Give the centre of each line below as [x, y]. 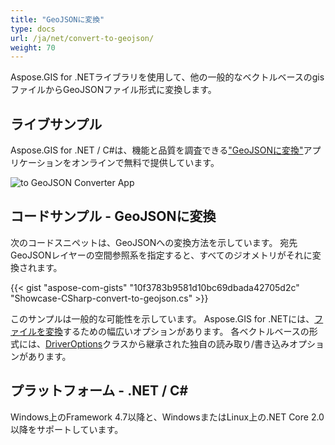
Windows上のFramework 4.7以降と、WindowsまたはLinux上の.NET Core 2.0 [167, 417]
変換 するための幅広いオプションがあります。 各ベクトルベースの [177, 331]
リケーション [36, 163]
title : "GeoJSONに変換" [57, 19]
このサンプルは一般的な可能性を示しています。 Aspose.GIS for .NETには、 [162, 318]
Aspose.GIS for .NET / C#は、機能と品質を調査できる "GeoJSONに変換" [157, 150]
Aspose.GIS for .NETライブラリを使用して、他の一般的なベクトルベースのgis [167, 77]
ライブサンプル [56, 124]
